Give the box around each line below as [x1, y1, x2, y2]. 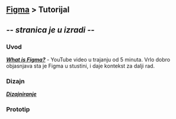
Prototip [6, 105, 30, 114]
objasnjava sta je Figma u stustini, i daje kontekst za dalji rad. [6, 62, 155, 70]
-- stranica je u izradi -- [6, 25, 95, 35]
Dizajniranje [6, 91, 37, 98]
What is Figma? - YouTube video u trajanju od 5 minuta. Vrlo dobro [6, 56, 171, 63]
